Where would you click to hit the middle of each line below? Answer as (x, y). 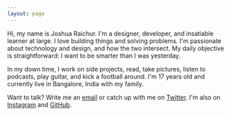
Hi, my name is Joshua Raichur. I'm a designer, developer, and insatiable (110, 33)
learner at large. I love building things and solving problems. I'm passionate (114, 41)
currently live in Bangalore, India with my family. (76, 83)
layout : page (26, 14)
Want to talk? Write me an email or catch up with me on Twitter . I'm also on (114, 97)
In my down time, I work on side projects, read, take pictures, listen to (106, 69)
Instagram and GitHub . (40, 104)
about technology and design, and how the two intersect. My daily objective (115, 48)
